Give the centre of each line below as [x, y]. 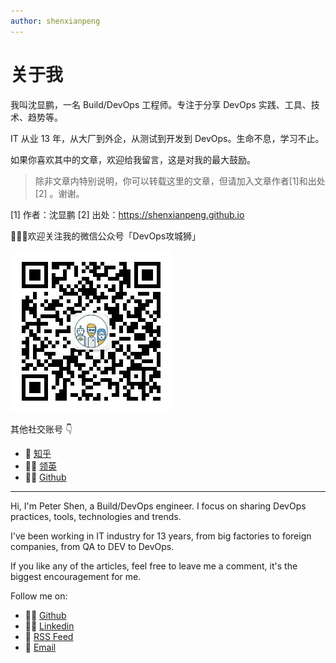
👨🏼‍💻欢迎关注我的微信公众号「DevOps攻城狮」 [106, 236]
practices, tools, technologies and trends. [96, 516]
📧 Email [40, 647]
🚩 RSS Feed [49, 636]
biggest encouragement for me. [76, 576]
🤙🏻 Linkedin [49, 626]
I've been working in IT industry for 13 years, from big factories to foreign [161, 536]
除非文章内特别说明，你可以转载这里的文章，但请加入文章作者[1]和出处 [180, 181]
